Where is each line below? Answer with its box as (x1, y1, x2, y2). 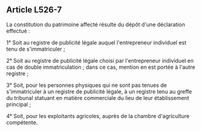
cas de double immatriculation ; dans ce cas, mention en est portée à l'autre (6, 63, 196, 71)
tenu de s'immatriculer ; (6, 45, 65, 52)
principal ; (6, 101, 31, 108)
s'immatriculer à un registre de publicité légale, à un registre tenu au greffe (6, 87, 192, 95)
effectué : (6, 27, 30, 34)
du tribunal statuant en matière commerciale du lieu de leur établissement (6, 94, 190, 101)
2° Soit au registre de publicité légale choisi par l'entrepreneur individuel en (6, 57, 194, 64)
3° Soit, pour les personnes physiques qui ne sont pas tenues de (6, 81, 167, 89)
